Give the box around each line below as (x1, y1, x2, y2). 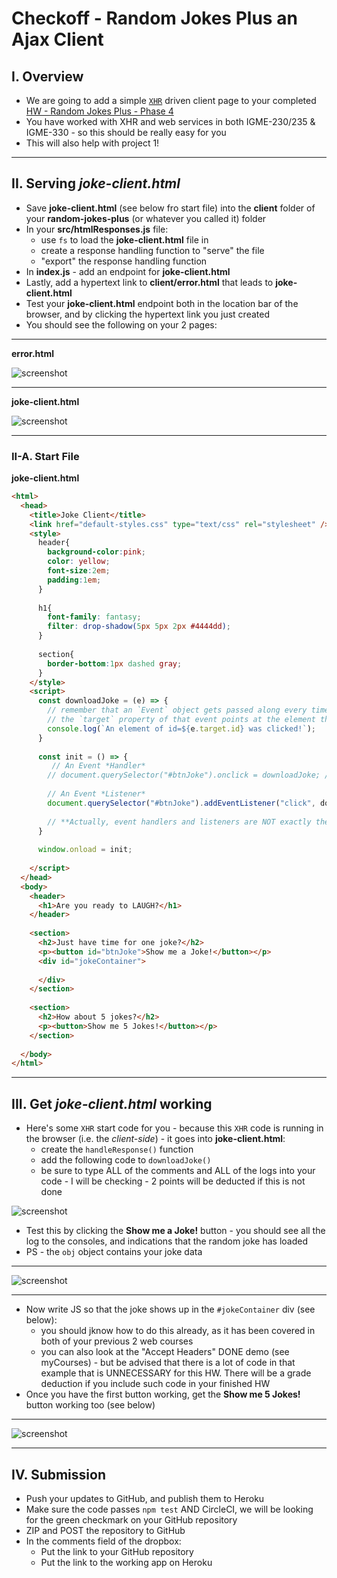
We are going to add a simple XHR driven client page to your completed (25, 95, 317, 106)
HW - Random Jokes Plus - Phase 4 (25, 105, 174, 117)
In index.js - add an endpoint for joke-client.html (25, 265, 231, 277)
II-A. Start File (11, 449, 80, 463)
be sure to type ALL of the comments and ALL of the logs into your (40, 1165, 316, 1177)
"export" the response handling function (40, 255, 208, 267)
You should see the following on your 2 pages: (25, 318, 218, 331)
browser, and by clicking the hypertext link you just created (25, 308, 270, 320)
